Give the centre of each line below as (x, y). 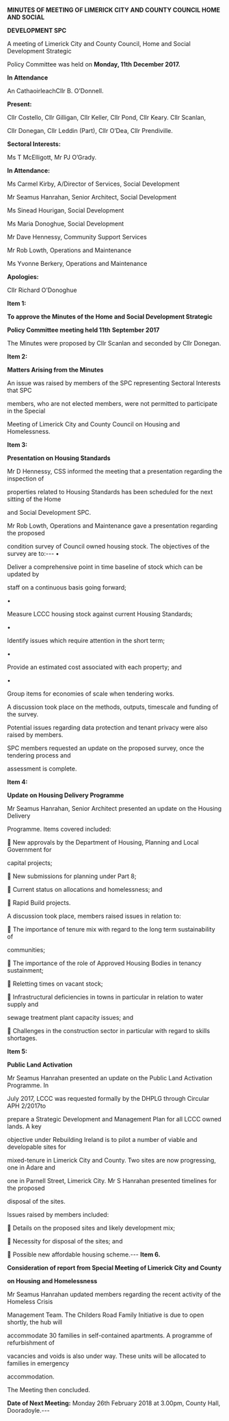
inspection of (26, 478)
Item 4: (17, 782)
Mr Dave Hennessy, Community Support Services (77, 237)
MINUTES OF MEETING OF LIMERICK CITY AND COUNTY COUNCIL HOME (114, 10)
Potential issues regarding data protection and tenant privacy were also (108, 727)
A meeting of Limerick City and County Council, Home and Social (99, 44)
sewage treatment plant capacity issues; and (70, 1018)
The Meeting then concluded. (49, 1390)
